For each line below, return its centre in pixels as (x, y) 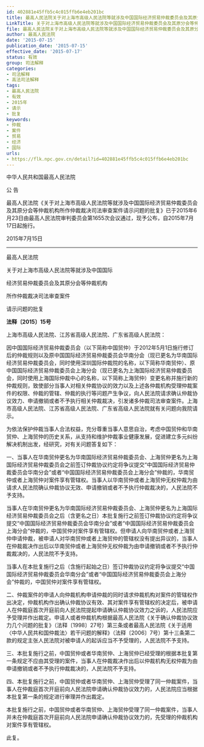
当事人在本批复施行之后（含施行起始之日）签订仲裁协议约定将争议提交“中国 (101, 567)
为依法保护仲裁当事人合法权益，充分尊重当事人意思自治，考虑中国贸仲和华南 (102, 429)
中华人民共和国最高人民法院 (41, 177)
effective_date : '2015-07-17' (45, 52)
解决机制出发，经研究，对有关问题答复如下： (62, 444)
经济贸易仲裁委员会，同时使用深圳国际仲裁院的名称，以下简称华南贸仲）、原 (101, 363)
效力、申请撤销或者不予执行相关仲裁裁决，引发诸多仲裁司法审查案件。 (99, 401)
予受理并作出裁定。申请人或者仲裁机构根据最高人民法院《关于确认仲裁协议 (99, 617)
